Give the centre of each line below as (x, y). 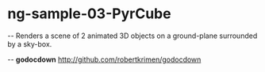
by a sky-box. (30, 44)
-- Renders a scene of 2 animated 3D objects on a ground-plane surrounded (132, 36)
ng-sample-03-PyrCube (89, 14)
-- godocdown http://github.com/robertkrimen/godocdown (104, 59)
